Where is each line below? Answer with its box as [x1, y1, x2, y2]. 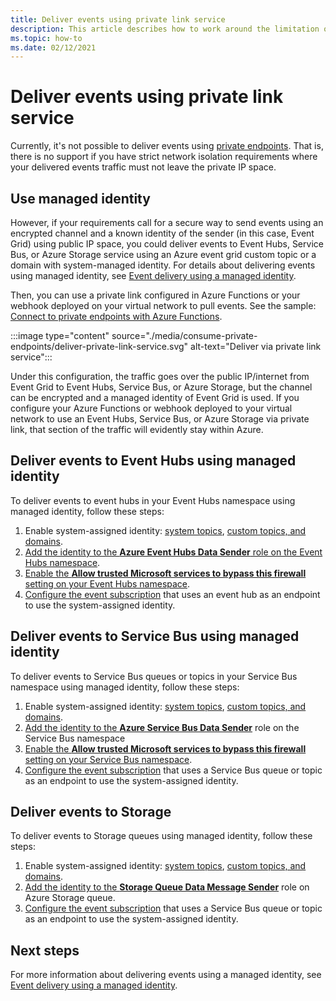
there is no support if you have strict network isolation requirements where [10, 151, 318, 163]
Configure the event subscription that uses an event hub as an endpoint [24, 588, 321, 600]
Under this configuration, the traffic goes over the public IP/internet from [10, 371, 310, 382]
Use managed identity [10, 190, 151, 207]
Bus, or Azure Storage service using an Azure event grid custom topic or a [10, 249, 317, 260]
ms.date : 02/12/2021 [10, 42, 97, 53]
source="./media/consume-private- [111, 330, 258, 341]
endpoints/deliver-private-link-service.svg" [10, 341, 189, 352]
